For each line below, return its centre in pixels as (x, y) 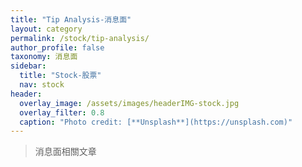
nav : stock (42, 85)
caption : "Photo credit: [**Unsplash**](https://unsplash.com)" (156, 122)
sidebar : (28, 66)
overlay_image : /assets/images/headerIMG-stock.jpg (129, 103)
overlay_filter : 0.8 (62, 112)
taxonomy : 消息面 (44, 57)
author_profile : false (57, 47)
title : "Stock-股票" (60, 76)
